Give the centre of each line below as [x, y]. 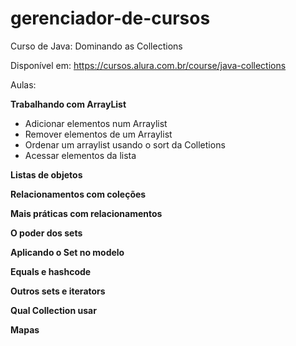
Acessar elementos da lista [80, 155]
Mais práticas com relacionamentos [86, 213]
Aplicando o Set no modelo [67, 252]
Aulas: [23, 84]
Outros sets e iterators [58, 291]
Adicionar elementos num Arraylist [96, 123]
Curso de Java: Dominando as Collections [96, 46]
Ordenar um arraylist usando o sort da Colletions [125, 144]
